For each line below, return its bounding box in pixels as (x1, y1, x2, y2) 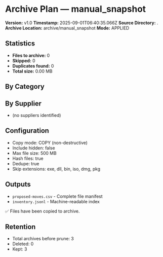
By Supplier (5, 99, 42, 108)
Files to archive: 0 (12, 52, 50, 58)
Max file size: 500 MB (12, 150, 57, 156)
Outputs (5, 180, 31, 188)
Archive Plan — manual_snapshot (5, 3, 146, 15)
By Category (5, 82, 44, 91)
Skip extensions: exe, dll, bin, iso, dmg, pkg (12, 166, 100, 172)
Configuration (5, 127, 49, 135)
